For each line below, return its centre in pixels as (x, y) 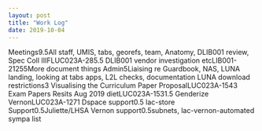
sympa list (25, 119)
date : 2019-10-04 (37, 30)
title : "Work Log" (38, 23)
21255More (26, 69)
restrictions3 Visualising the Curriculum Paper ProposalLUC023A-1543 (123, 86)
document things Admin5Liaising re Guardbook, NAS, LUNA (143, 69)
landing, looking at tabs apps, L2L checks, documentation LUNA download (129, 77)
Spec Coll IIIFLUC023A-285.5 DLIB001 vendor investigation (104, 60)
